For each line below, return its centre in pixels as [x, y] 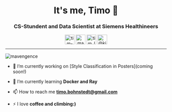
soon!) [19, 72]
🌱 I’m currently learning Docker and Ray [55, 82]
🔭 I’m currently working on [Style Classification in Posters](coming [83, 66]
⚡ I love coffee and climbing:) [44, 104]
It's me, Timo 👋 [86, 10]
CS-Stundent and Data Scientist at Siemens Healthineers [86, 27]
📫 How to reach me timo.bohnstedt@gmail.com [65, 92]
